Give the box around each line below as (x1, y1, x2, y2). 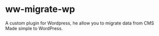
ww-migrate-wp (5, 3, 75, 15)
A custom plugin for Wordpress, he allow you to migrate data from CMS (5, 20, 154, 26)
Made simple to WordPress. (5, 25, 63, 31)
